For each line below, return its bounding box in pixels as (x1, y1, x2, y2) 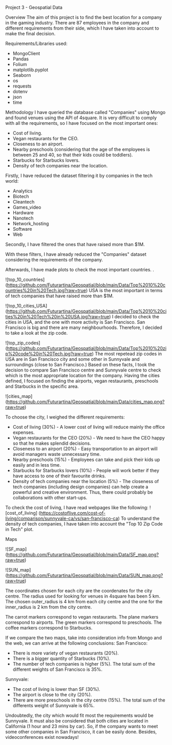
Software (12, 226, 32, 232)
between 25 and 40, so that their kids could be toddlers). (12, 152, 133, 158)
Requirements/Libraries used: (5, 40, 68, 47)
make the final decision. (5, 31, 56, 36)
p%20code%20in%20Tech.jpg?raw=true (5, 350, 92, 357)
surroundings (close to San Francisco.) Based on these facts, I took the (5, 362, 155, 367)
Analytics (12, 188, 33, 194)
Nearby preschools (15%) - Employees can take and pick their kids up (12, 456, 160, 463)
